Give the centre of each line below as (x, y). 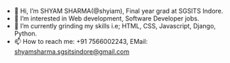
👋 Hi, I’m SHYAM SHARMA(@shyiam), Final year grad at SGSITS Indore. (119, 11)
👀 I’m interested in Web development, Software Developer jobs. (106, 18)
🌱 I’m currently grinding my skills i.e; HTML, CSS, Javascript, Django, (115, 26)
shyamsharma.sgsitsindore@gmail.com (72, 52)
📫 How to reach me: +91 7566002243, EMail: (81, 41)
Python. (26, 33)
